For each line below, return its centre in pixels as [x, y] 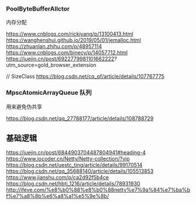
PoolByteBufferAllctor [38, 9]
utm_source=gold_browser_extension [51, 65]
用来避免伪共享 [24, 107]
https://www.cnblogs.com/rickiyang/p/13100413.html [70, 34]
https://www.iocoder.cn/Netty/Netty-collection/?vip [68, 159]
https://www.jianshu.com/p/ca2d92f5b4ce [58, 177]
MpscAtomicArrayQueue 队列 [49, 93]
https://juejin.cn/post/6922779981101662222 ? [61, 59]
